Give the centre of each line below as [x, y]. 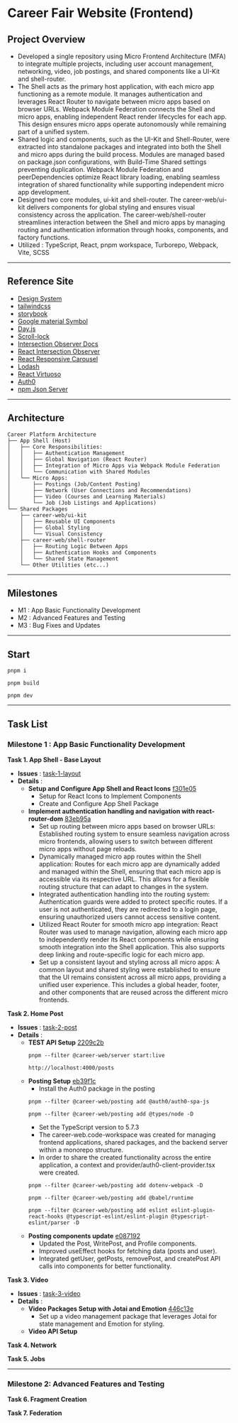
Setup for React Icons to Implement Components [110, 796]
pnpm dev [20, 696]
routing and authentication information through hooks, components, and [123, 230]
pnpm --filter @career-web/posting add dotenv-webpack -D [115, 1185]
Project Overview [46, 39]
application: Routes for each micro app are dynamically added [129, 863]
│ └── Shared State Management [69, 559]
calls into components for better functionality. [105, 1266]
